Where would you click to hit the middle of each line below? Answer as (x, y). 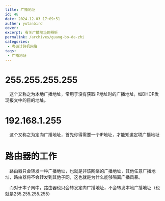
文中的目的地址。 (31, 100)
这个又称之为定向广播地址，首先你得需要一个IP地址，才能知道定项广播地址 (84, 135)
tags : (11, 51)
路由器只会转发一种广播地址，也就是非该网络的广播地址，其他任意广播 (80, 171)
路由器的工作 (31, 156)
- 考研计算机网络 (22, 46)
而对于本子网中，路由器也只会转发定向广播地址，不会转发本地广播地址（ (82, 188)
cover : (12, 28)
